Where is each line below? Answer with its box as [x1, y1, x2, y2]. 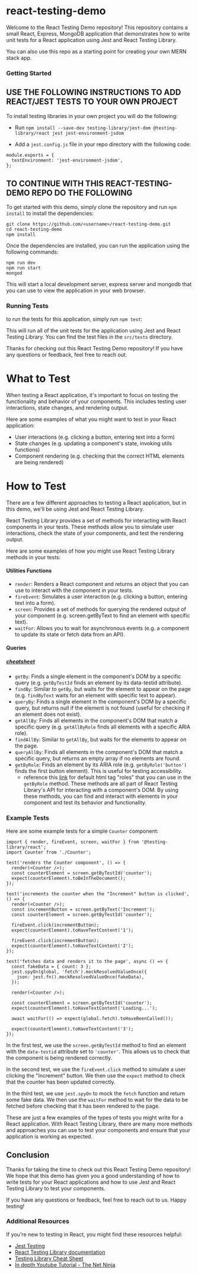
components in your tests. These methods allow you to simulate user [6, 523, 174, 530]
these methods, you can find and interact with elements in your [23, 793, 178, 800]
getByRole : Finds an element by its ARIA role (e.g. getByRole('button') [14, 761, 187, 768]
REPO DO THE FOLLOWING [31, 188, 133, 198]
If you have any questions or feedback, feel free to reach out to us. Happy [6, 1196, 187, 1203]
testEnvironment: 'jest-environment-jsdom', [11, 157, 123, 163]
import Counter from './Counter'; [6, 849, 92, 855]
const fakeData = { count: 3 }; [11, 964, 92, 969]
